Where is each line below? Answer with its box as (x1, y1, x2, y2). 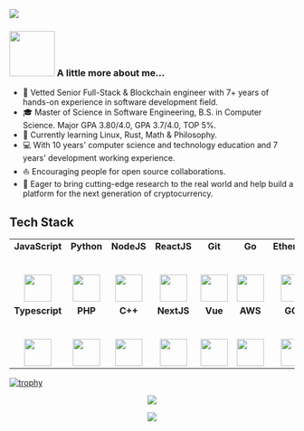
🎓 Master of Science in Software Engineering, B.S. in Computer (22, 107, 262, 117)
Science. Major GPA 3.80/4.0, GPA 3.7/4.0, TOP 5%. (22, 120, 217, 131)
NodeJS (111, 240, 147, 253)
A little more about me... (56, 66, 166, 79)
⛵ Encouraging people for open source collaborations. (22, 166, 226, 177)
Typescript (14, 305, 62, 317)
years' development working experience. (22, 153, 176, 164)
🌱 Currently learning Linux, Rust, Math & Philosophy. (22, 129, 217, 140)
